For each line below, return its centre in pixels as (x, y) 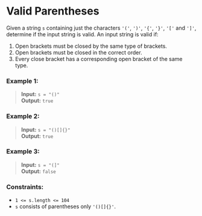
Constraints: (25, 187)
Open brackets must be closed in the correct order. (79, 52)
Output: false (38, 171)
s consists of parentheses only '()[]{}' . (65, 206)
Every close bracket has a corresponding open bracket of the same (99, 59)
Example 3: (23, 151)
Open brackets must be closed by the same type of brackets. (91, 46)
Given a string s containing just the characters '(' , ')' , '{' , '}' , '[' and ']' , (101, 28)
